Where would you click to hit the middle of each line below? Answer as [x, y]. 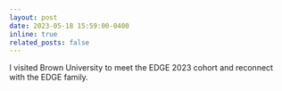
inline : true [33, 34]
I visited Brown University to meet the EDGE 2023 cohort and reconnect [141, 68]
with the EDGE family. [49, 78]
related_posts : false [50, 42]
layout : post [33, 17]
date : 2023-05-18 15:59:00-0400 [69, 26]
